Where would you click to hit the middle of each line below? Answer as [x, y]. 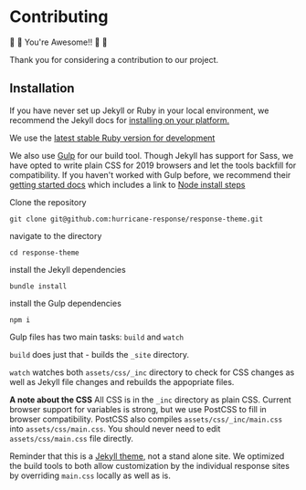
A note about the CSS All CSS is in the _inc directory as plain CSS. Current [151, 400]
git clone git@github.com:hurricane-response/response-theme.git [136, 219]
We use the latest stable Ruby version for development [112, 138]
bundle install [38, 286]
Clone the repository [48, 202]
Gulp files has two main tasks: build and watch [97, 337]
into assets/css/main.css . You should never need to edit [115, 428]
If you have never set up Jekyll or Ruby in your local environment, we [139, 110]
